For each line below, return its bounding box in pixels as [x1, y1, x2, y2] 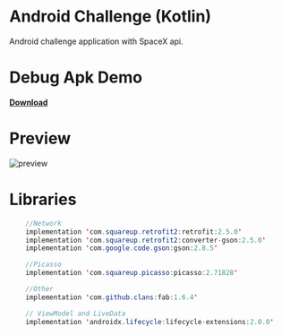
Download [9, 97, 48, 107]
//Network [25, 219, 63, 228]
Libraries [9, 190, 77, 210]
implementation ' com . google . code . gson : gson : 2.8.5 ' [25, 244, 218, 253]
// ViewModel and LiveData [25, 309, 126, 318]
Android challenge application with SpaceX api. [9, 36, 184, 47]
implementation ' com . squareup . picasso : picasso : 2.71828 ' [25, 269, 239, 278]
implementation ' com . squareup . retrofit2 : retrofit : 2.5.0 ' [25, 227, 243, 236]
